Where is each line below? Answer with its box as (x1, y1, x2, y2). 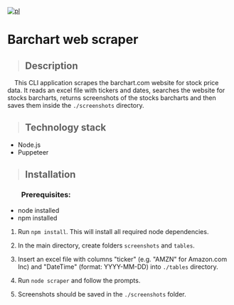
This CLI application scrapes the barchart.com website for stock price (14, 79, 219, 87)
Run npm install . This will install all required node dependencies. (17, 227, 209, 235)
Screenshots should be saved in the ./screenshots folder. (17, 289, 186, 298)
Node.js (17, 140, 41, 149)
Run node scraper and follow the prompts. (17, 276, 141, 284)
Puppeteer (17, 148, 49, 156)
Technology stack (24, 121, 107, 134)
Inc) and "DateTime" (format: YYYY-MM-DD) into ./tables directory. (17, 262, 218, 271)
